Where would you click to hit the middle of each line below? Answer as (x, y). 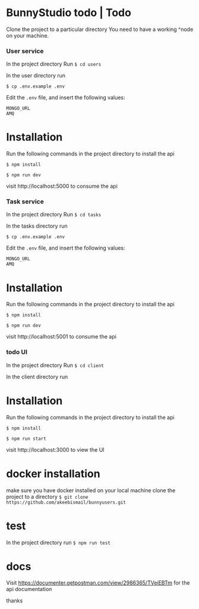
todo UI (17, 352)
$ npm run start (26, 439)
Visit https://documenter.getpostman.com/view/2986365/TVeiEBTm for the (98, 583)
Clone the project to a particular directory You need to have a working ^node (100, 29)
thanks (15, 601)
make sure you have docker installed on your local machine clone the (91, 490)
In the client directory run (37, 377)
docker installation (53, 473)
